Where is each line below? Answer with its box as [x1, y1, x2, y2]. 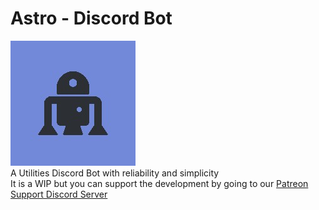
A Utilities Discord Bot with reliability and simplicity [10, 167, 220, 179]
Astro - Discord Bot [10, 7, 173, 30]
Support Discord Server [10, 188, 108, 200]
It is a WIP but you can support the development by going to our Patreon [10, 177, 309, 189]
